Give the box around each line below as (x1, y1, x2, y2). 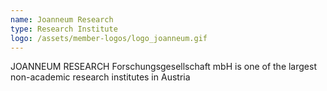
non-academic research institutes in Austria (10, 71, 191, 83)
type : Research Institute (10, 24, 118, 34)
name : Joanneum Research (10, 14, 114, 25)
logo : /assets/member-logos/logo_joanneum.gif (10, 33, 208, 43)
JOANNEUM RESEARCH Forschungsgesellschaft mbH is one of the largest (10, 61, 317, 73)
